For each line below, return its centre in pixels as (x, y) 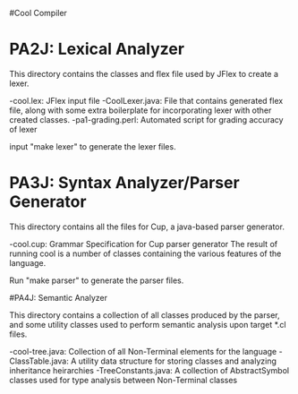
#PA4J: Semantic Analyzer (58, 297)
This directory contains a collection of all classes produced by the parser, (145, 315)
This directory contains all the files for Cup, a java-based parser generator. (147, 227)
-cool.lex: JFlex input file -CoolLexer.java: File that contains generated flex (146, 100)
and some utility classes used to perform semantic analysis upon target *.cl (148, 324)
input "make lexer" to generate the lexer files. (93, 146)
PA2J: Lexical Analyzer (97, 49)
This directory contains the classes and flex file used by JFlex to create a (144, 73)
